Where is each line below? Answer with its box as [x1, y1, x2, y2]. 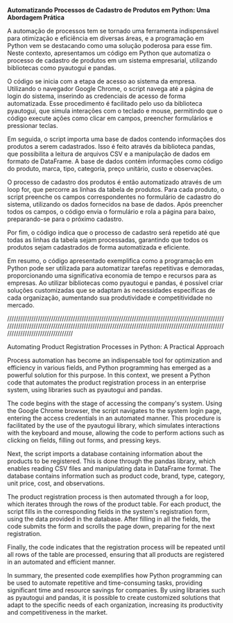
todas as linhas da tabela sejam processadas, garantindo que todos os [7, 236, 209, 244]
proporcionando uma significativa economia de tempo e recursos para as [7, 271, 217, 280]
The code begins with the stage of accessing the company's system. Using [7, 399, 223, 407]
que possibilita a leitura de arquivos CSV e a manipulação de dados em [7, 149, 210, 158]
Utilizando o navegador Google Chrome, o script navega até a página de [7, 85, 214, 92]
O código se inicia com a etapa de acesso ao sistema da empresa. [7, 77, 196, 86]
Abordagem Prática [7, 13, 64, 22]
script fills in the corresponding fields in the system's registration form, [7, 508, 210, 515]
